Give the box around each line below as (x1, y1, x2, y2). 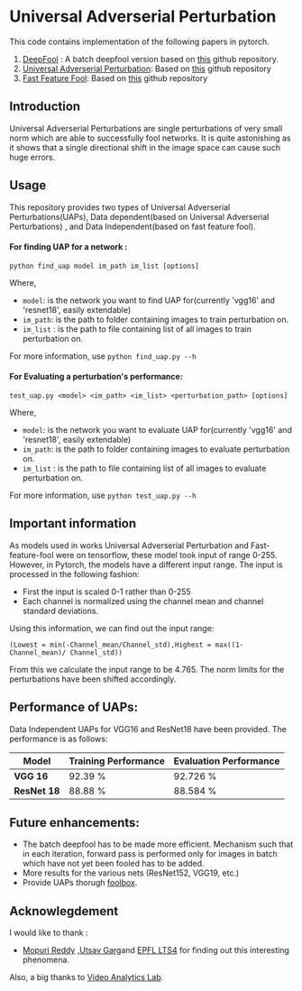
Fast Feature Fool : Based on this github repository (22, 72, 208, 83)
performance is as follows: (9, 733, 108, 744)
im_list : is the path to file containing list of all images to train (22, 323, 252, 335)
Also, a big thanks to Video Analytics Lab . (9, 972, 164, 983)
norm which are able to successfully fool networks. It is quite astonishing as (9, 133, 291, 143)
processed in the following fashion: (9, 568, 140, 579)
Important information (9, 516, 137, 531)
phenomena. (22, 954, 70, 966)
